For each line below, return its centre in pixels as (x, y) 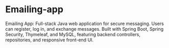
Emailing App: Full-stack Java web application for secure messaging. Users (85, 23)
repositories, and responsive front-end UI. (49, 40)
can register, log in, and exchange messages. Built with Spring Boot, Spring (84, 29)
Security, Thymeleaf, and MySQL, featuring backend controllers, (73, 34)
